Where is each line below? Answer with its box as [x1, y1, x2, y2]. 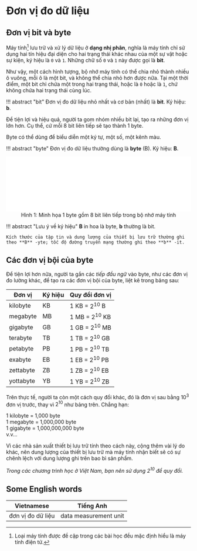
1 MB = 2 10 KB [69, 312, 111, 321]
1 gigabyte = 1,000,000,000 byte [6, 425, 84, 432]
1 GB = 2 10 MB [69, 322, 111, 332]
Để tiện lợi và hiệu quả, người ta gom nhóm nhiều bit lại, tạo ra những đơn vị [6, 116, 189, 123]
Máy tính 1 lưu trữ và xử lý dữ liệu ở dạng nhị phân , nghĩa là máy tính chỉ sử [6, 43, 185, 51]
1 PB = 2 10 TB [69, 344, 110, 353]
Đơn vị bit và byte [6, 28, 72, 38]
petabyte [9, 345, 34, 353]
